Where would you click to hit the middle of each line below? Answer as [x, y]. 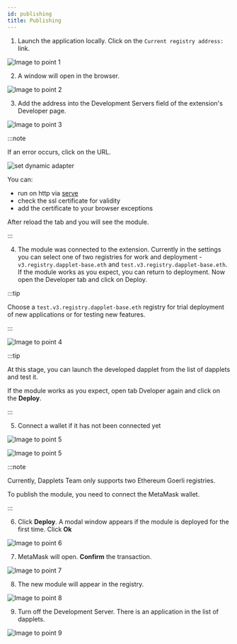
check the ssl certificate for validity [69, 200]
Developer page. [42, 111]
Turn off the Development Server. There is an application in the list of [118, 611]
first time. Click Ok [45, 529]
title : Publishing [34, 21]
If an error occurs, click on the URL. [59, 152]
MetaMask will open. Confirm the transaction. [85, 556]
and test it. [23, 377]
